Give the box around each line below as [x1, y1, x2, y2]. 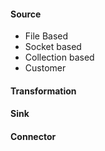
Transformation [10, 85, 77, 97]
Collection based [24, 51, 95, 64]
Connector [10, 130, 57, 142]
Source [10, 8, 42, 20]
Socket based [24, 41, 82, 53]
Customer [24, 62, 67, 74]
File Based [24, 30, 69, 42]
